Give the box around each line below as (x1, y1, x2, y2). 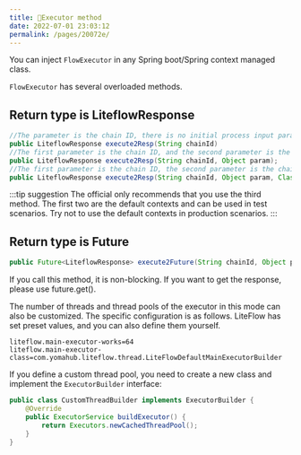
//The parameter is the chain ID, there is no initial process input (9, 131, 275, 140)
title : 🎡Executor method (9, 13, 102, 22)
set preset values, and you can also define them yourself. (9, 320, 221, 331)
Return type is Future (9, 234, 130, 249)
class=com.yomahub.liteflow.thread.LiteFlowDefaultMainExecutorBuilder (9, 354, 282, 363)
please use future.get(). (9, 284, 97, 294)
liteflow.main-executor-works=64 (9, 337, 134, 346)
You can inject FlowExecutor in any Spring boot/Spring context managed (9, 55, 276, 66)
